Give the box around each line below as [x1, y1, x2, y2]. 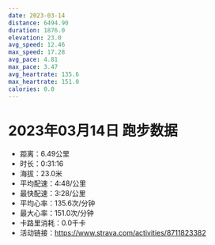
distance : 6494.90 [8, 19, 69, 27]
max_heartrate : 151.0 [8, 77, 80, 85]
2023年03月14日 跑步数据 [8, 122, 178, 139]
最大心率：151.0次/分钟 [19, 209, 95, 218]
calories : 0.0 [8, 85, 55, 93]
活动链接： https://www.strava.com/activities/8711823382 [19, 228, 207, 238]
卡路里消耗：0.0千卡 [19, 218, 86, 228]
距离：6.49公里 [19, 149, 70, 159]
